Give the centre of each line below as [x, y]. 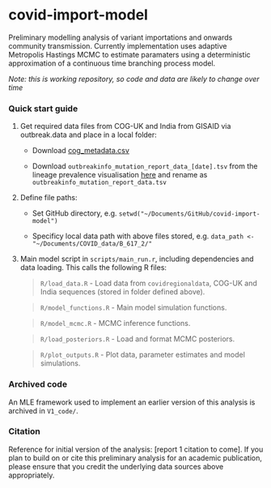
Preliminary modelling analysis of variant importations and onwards [121, 37]
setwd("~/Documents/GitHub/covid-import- [189, 214]
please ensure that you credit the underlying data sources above [116, 466]
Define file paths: [49, 198]
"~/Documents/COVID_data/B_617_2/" [92, 244]
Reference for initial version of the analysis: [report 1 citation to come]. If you [136, 449]
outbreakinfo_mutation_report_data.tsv [100, 183]
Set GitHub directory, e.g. [74, 213]
